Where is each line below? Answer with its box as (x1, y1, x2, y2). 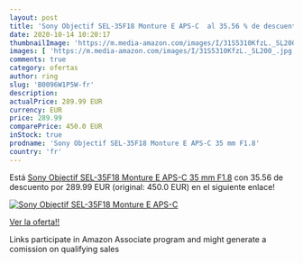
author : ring (9, 72, 59, 81)
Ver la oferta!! (9, 216, 60, 227)
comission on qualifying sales (9, 243, 120, 254)
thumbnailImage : (9, 38, 70, 48)
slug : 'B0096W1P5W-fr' (9, 80, 95, 89)
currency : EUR (9, 105, 63, 114)
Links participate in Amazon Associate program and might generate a (9, 233, 267, 244)
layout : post (9, 13, 59, 23)
